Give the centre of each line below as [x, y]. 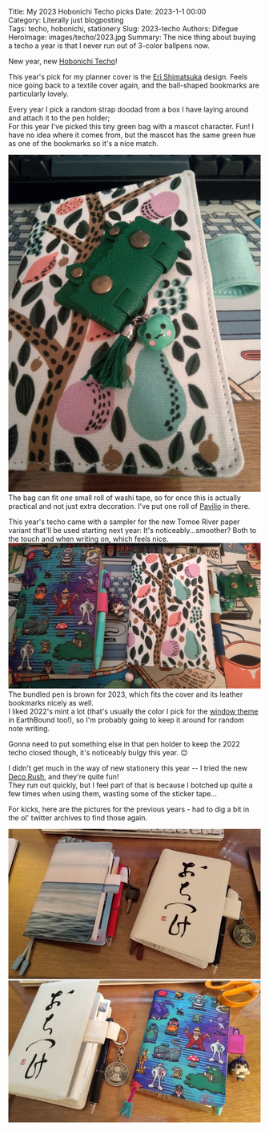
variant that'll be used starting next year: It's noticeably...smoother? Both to [132, 530]
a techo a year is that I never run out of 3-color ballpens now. [109, 46]
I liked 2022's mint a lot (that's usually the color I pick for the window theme [133, 711]
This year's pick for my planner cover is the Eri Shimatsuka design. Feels [128, 77]
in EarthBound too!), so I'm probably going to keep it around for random [126, 720]
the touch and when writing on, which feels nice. [88, 539]
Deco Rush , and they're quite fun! [64, 776]
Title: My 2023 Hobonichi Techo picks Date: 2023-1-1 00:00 [107, 12]
